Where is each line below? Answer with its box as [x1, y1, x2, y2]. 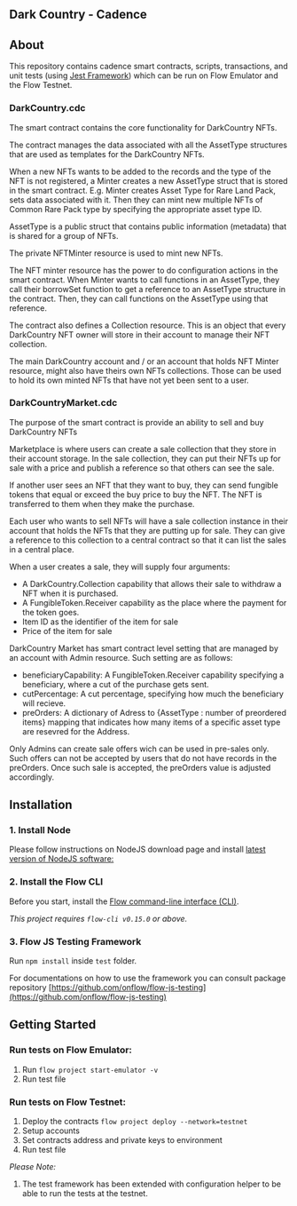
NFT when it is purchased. [21, 588, 119, 599]
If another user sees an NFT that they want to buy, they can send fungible [9, 480, 279, 490]
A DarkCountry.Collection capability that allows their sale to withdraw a [21, 578, 282, 589]
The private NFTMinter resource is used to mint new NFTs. [9, 248, 223, 258]
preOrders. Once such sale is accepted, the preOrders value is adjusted [9, 762, 271, 773]
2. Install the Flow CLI [9, 876, 104, 888]
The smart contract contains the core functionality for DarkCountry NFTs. [9, 122, 277, 132]
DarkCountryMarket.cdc [9, 397, 118, 409]
